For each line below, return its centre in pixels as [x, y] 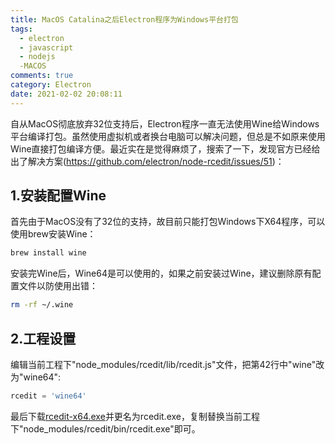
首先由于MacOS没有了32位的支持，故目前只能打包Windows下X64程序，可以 [168, 222]
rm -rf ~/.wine [42, 305]
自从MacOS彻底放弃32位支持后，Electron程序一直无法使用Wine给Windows [165, 123]
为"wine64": [36, 377]
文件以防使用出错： [58, 286]
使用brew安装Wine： [53, 234]
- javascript [46, 47]
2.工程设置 [43, 338]
